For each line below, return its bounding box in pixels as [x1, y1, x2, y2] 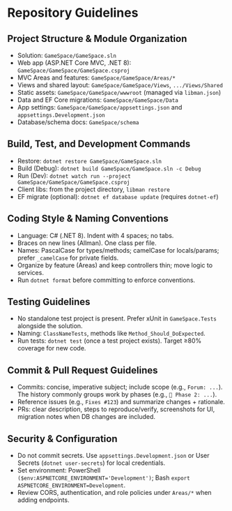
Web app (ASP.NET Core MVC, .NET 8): [17, 59, 132, 67]
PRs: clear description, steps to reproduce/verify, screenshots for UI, [17, 405, 215, 413]
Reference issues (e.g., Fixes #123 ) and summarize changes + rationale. [17, 398, 225, 406]
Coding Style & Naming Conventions [7, 213, 169, 225]
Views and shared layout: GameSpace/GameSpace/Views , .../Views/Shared [17, 81, 223, 89]
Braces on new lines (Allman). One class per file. [17, 239, 157, 247]
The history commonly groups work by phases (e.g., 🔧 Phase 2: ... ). [17, 390, 217, 399]
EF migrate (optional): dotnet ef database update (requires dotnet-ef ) [17, 192, 219, 200]
